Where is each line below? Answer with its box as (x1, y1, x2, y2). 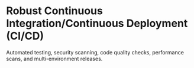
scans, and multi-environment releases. (6, 55, 103, 62)
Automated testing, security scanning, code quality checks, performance (6, 48, 185, 56)
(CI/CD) (6, 30, 44, 43)
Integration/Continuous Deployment (6, 17, 188, 30)
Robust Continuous (6, 4, 104, 18)
